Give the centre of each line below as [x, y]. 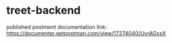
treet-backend [43, 10]
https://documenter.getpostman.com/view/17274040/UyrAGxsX [86, 33]
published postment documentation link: [57, 27]
